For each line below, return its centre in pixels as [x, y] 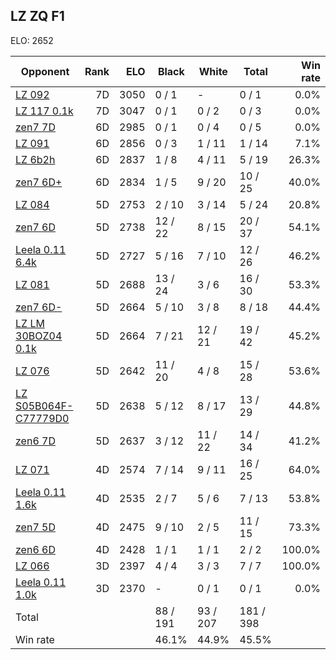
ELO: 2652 [32, 40]
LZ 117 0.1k [44, 111]
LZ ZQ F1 [37, 16]
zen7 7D [35, 127]
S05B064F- [44, 406]
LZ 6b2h [35, 159]
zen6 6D [35, 549]
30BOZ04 [39, 336]
